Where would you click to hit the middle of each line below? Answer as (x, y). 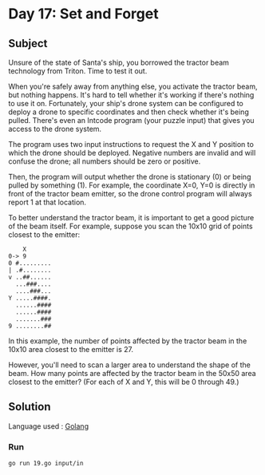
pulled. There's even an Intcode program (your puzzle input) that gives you (131, 120)
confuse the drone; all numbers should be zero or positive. (105, 161)
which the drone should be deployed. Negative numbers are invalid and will (132, 153)
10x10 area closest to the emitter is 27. (71, 349)
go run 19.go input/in (46, 464)
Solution (30, 407)
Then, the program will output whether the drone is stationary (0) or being (130, 177)
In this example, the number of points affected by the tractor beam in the (128, 341)
